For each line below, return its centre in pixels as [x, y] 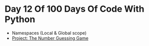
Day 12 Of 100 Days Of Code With [74, 9]
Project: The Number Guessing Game [50, 38]
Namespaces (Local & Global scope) [49, 33]
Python [20, 19]
